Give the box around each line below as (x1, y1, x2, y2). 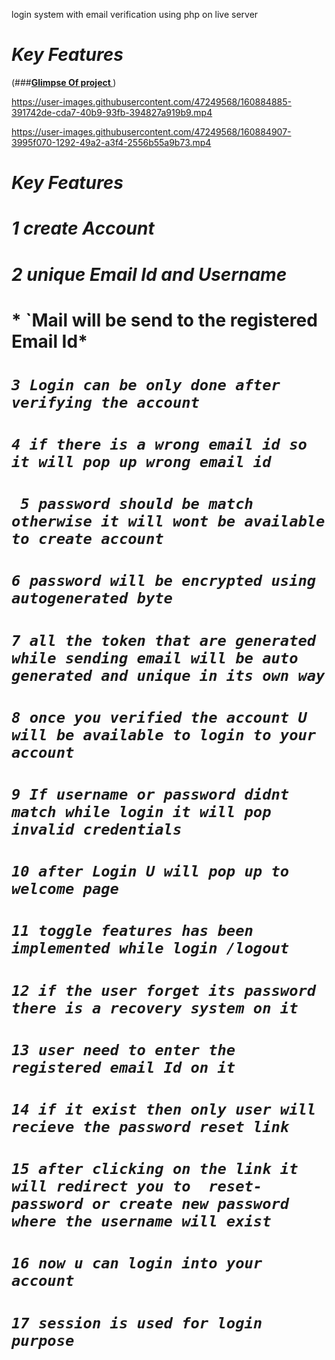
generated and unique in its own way (11, 666, 326, 685)
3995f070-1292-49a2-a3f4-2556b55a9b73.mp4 (11, 136, 212, 148)
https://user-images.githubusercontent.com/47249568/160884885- (11, 95, 292, 108)
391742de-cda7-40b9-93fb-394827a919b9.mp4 (11, 106, 213, 118)
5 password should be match (20, 495, 254, 514)
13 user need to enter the (11, 1040, 236, 1059)
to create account (11, 530, 164, 549)
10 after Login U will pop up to (11, 862, 290, 881)
